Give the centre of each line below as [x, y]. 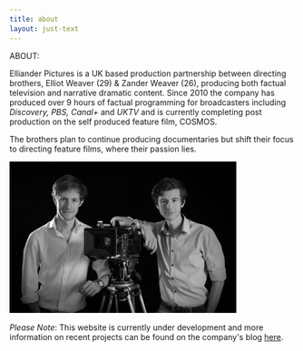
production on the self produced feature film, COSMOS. [113, 122]
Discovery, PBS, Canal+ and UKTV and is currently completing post [136, 112]
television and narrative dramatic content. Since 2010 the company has [142, 93]
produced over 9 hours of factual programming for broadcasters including [148, 102]
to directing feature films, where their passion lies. [103, 149]
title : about [34, 19]
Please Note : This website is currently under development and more [137, 327]
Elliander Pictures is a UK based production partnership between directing [148, 73]
